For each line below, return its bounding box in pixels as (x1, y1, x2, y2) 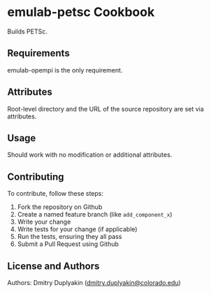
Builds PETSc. (7, 27, 48, 36)
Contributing (7, 171, 64, 183)
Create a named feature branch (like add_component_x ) (17, 210, 173, 219)
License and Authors (7, 260, 100, 272)
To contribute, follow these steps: (7, 189, 103, 198)
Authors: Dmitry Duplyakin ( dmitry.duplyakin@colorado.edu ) (7, 279, 182, 286)
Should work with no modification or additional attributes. (7, 150, 173, 159)
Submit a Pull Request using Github (17, 240, 119, 248)
